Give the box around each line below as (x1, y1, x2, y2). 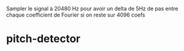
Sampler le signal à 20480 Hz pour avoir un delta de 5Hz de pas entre (6, 5, 179, 12)
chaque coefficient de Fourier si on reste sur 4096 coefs (6, 11, 145, 18)
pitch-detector (6, 32, 81, 46)
